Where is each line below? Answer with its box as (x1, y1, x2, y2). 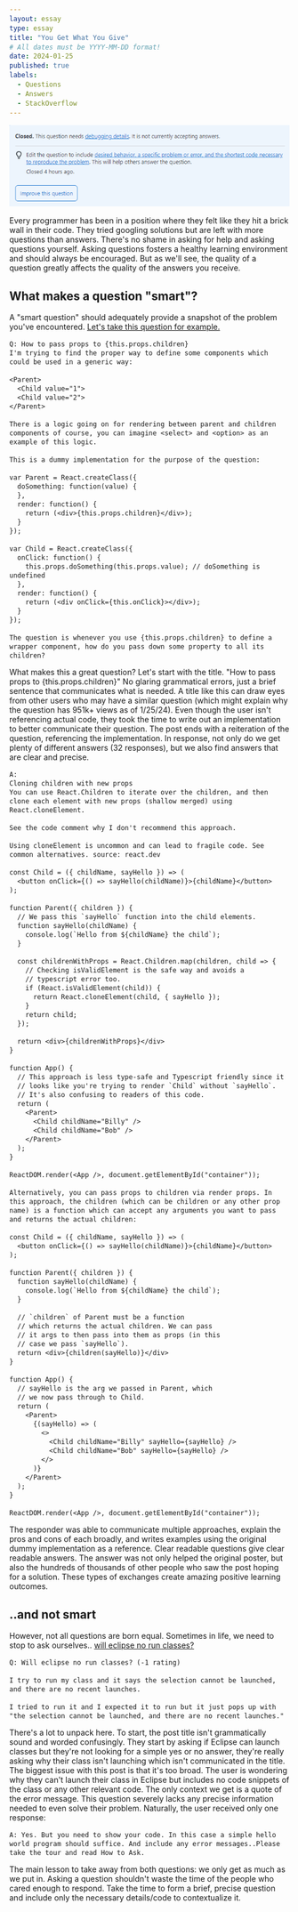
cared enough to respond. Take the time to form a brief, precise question (9, 1883, 276, 1894)
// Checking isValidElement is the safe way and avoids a (25, 966, 245, 975)
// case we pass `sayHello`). (17, 1340, 129, 1349)
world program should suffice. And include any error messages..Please (9, 1840, 280, 1849)
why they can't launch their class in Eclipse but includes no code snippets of (9, 1775, 290, 1786)
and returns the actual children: (9, 1215, 138, 1224)
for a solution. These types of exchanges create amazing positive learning (9, 1571, 281, 1583)
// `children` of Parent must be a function (17, 1313, 185, 1322)
